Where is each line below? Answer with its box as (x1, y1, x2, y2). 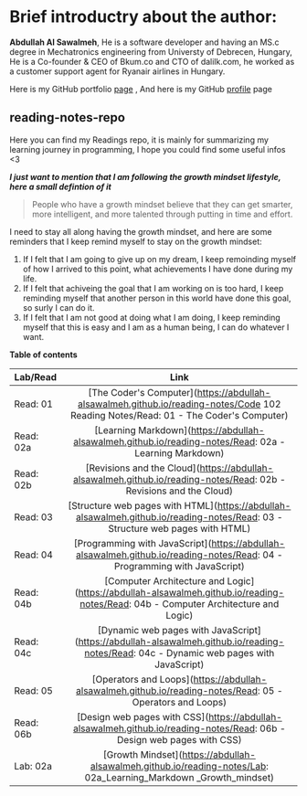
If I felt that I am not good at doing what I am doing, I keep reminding (22, 312, 281, 323)
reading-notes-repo (9, 110, 126, 125)
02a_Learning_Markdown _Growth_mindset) (84, 770, 275, 783)
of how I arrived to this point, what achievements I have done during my (22, 263, 293, 274)
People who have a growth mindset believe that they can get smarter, (31, 198, 293, 209)
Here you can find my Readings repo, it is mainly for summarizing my (9, 134, 270, 145)
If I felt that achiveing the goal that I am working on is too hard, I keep (22, 282, 284, 293)
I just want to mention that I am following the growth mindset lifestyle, (9, 171, 281, 182)
